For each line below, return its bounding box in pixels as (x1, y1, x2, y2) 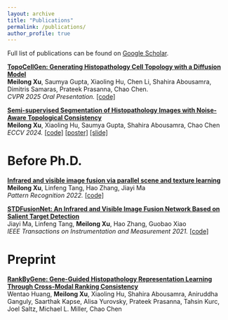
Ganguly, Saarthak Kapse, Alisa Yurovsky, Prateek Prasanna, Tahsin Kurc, (7, 298, 220, 306)
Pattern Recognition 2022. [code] (7, 191, 104, 200)
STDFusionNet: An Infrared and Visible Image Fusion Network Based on (7, 205, 220, 213)
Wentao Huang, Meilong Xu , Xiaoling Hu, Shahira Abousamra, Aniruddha (7, 290, 219, 298)
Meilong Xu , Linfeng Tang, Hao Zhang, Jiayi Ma (7, 184, 146, 192)
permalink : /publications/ (7, 23, 86, 30)
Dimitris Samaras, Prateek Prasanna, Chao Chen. (7, 85, 149, 93)
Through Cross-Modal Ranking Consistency (7, 282, 139, 291)
